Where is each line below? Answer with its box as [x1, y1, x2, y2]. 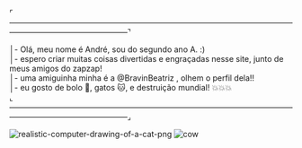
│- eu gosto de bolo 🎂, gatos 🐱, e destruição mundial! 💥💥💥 [9, 83, 232, 92]
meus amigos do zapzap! [9, 63, 102, 74]
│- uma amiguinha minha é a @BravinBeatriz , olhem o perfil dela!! [9, 73, 254, 83]
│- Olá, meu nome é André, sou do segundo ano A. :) [9, 44, 206, 55]
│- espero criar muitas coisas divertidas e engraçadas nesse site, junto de [9, 54, 284, 64]
